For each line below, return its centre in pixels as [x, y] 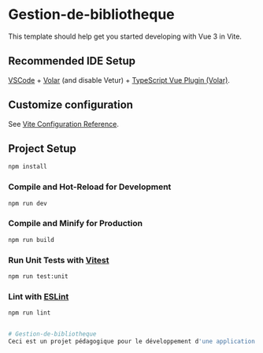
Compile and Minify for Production [76, 224]
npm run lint [30, 313]
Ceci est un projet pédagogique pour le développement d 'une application [132, 341]
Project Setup [43, 149]
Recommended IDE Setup [72, 61]
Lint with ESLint [39, 296]
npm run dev [28, 203]
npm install [28, 167]
